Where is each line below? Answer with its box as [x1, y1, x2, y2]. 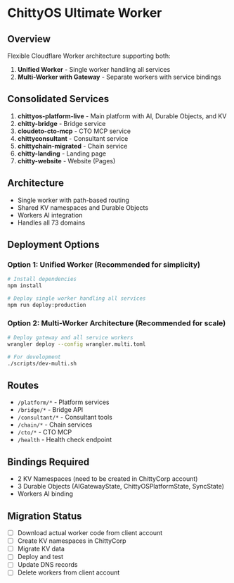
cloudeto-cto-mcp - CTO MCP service [17, 127, 131, 135]
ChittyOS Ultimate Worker [7, 5, 162, 21]
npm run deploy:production [7, 301, 86, 308]
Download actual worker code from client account [17, 529, 163, 537]
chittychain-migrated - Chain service [17, 142, 128, 150]
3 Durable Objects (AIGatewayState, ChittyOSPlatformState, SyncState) [17, 482, 225, 491]
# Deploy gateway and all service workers [7, 334, 134, 341]
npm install [7, 282, 42, 289]
